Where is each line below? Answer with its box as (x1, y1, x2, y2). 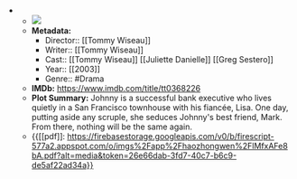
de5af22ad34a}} (31, 160, 94, 170)
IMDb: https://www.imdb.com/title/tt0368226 (31, 83, 201, 93)
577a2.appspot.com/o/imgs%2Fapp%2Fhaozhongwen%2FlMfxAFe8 (31, 141, 289, 151)
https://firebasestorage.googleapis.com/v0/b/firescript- (67, 131, 275, 141)
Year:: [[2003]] (44, 64, 101, 74)
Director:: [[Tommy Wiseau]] (44, 35, 152, 45)
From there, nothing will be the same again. (31, 121, 192, 132)
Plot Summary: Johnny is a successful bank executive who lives (31, 92, 273, 103)
